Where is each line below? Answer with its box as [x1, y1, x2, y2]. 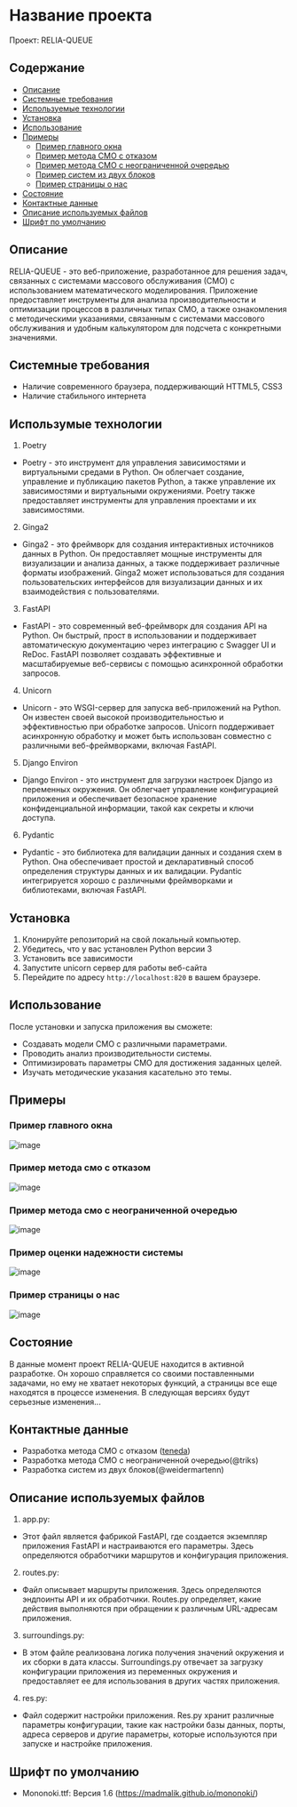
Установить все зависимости [21, 953, 133, 963]
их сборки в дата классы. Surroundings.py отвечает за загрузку [21, 1657, 263, 1667]
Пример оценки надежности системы [9, 1247, 184, 1259]
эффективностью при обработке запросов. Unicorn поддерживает [21, 721, 275, 732]
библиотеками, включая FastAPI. [21, 885, 147, 895]
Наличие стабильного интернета [21, 390, 146, 401]
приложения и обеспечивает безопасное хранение [21, 793, 217, 805]
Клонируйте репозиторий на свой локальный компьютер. [21, 935, 241, 944]
